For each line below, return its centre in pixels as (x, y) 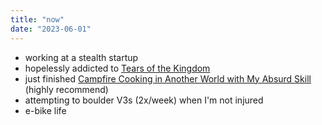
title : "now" (37, 19)
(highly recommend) (66, 89)
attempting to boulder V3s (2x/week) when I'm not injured (144, 100)
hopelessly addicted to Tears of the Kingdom (117, 68)
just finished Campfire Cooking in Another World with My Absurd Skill (168, 78)
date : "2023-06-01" (51, 29)
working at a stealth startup (81, 57)
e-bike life (45, 110)
